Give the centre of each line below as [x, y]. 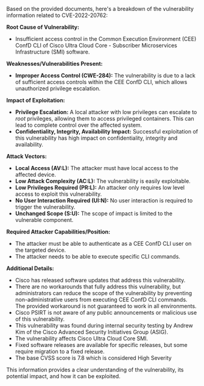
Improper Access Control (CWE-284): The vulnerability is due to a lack [105, 75]
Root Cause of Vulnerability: [43, 27]
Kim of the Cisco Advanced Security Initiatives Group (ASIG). [92, 332]
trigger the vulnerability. [45, 207]
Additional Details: [30, 268]
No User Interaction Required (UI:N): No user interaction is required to [104, 200]
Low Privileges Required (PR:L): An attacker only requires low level [100, 188]
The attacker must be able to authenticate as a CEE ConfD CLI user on [103, 244]
